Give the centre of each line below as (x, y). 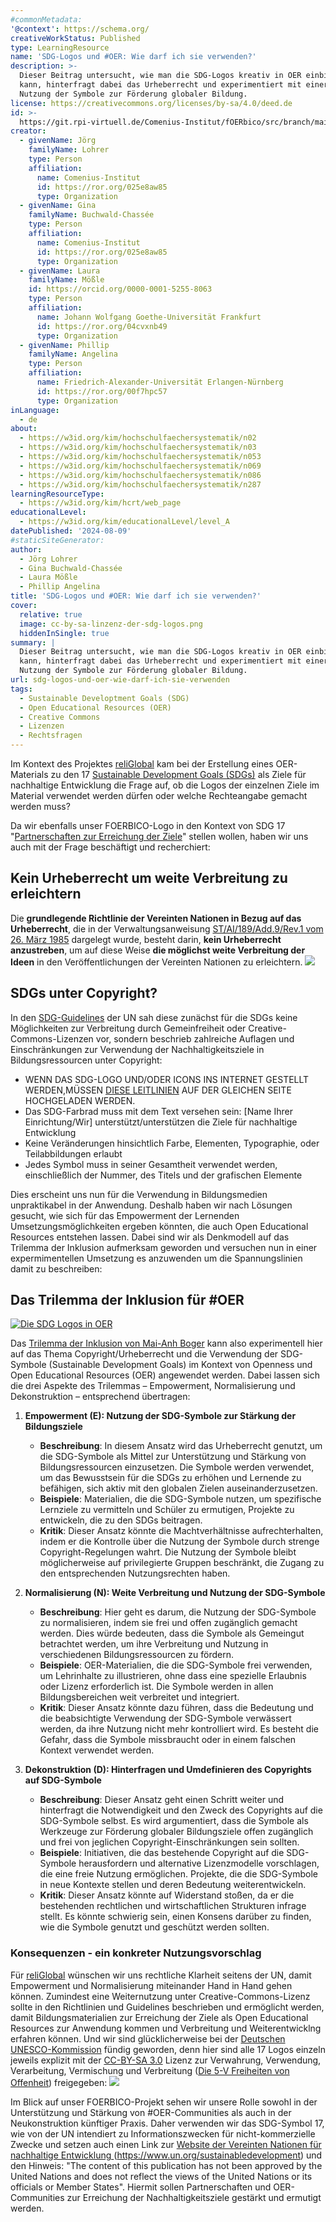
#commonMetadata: (46, 19)
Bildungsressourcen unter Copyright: (86, 1060)
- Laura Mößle (48, 577)
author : (26, 549)
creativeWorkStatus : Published (75, 38)
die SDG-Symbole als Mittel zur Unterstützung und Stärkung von (173, 1457)
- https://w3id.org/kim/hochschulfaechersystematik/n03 (138, 447)
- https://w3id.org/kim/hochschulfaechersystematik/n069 (140, 466)
